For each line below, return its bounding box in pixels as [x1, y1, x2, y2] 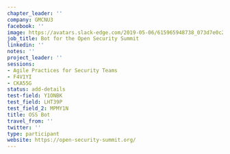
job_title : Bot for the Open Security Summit [7, 35, 139, 42]
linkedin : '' [7, 42, 44, 48]
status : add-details [7, 86, 66, 93]
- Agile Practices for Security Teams [7, 67, 118, 74]
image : [7, 29, 26, 36]
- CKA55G [7, 80, 32, 87]
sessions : [7, 61, 36, 67]
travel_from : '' [7, 117, 53, 125]
